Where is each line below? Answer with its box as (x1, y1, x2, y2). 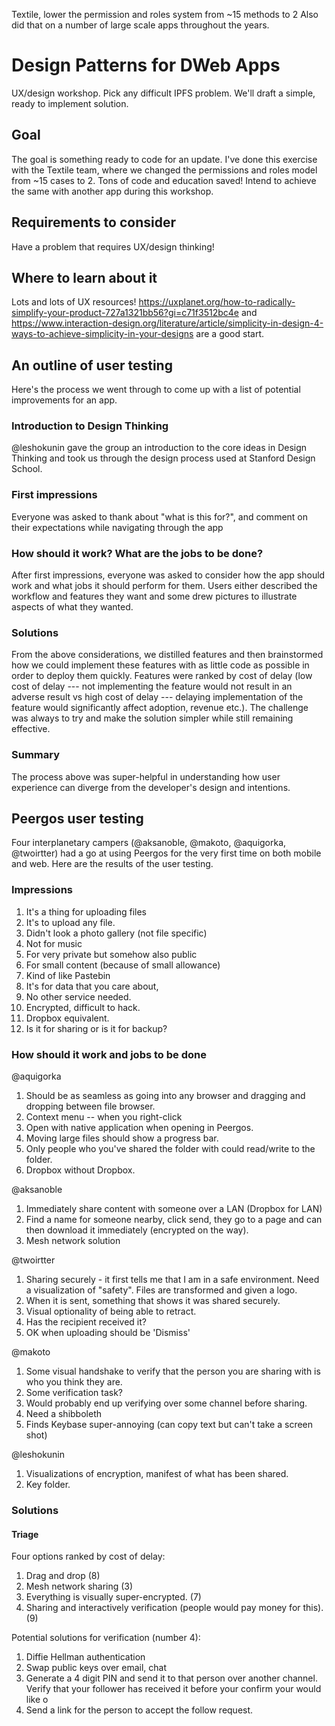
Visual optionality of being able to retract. (25, 1305, 197, 1318)
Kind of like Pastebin (25, 969, 111, 981)
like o (25, 1694, 49, 1706)
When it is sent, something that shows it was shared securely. (25, 1295, 281, 1307)
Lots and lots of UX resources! (11, 296, 137, 308)
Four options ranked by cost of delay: (11, 1550, 166, 1563)
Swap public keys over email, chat (25, 1662, 168, 1674)
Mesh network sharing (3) (25, 1580, 134, 1593)
